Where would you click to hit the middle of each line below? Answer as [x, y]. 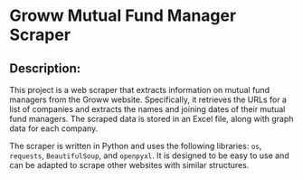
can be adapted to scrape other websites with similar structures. [129, 165]
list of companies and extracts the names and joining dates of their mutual [147, 109]
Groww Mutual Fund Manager [123, 16]
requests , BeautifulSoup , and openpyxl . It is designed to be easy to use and [149, 155]
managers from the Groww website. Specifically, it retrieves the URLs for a [148, 99]
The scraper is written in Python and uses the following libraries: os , [136, 146]
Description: [45, 68]
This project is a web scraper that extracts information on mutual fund [139, 90]
